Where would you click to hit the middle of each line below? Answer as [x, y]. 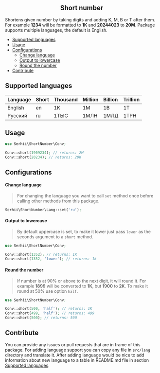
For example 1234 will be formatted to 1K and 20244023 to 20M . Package [80, 25]
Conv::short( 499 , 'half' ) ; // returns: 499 [50, 313]
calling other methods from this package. [58, 201]
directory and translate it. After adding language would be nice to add [75, 355]
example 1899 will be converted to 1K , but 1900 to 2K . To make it [82, 286]
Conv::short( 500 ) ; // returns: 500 [41, 318]
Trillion [132, 99]
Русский [18, 115]
